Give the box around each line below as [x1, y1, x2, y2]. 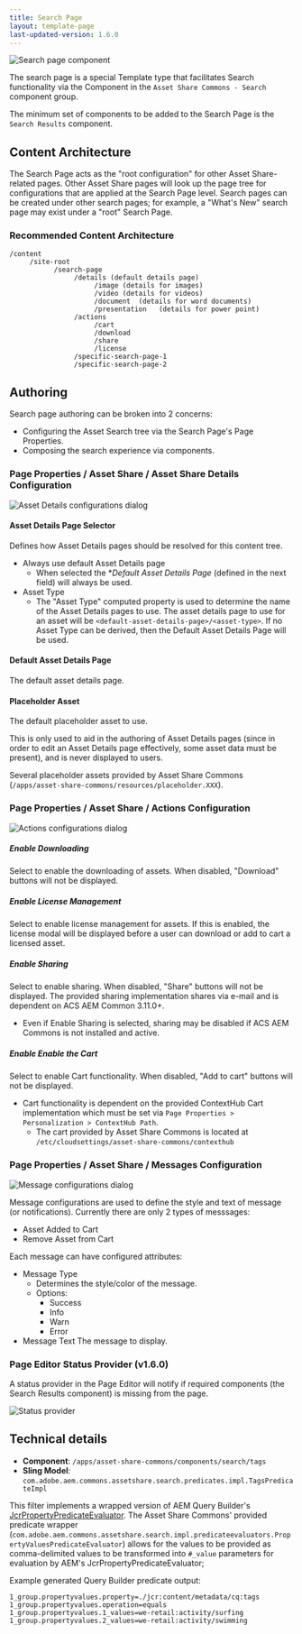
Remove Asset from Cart [22, 1233, 114, 1244]
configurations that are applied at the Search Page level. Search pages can [9, 188, 288, 198]
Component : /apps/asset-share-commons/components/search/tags [22, 1455, 267, 1466]
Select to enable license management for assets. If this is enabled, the [9, 919, 270, 930]
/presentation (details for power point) [94, 305, 260, 314]
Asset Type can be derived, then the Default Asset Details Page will [35, 624, 287, 636]
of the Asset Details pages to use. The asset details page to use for [35, 605, 286, 616]
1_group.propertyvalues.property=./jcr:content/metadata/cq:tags [9, 1593, 260, 1602]
